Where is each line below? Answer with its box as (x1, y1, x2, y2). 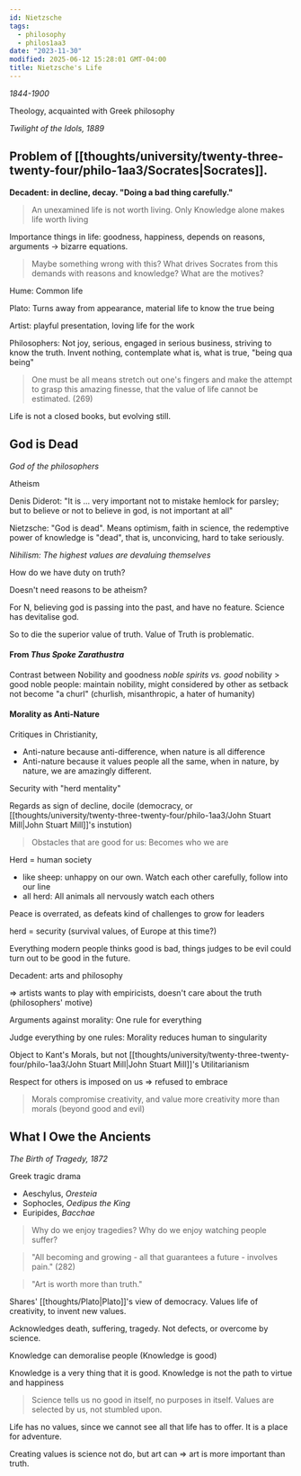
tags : (9, 22, 30, 31)
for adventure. (9, 1431, 62, 1442)
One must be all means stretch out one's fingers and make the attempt (31, 374, 293, 385)
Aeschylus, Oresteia (22, 1188, 97, 1199)
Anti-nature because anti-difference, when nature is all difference (22, 746, 266, 756)
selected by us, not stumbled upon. (31, 1404, 163, 1415)
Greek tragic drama (9, 1170, 81, 1181)
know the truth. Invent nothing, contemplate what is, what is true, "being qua (9, 347, 293, 358)
